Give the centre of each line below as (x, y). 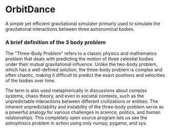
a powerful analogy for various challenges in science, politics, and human (83, 112)
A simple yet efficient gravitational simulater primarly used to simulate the (83, 24)
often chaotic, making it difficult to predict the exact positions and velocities (85, 75)
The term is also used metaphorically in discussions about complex (76, 91)
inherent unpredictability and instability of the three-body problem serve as (84, 107)
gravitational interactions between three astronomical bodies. (70, 29)
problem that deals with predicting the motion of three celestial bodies (79, 59)
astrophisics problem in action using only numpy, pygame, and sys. (76, 123)
